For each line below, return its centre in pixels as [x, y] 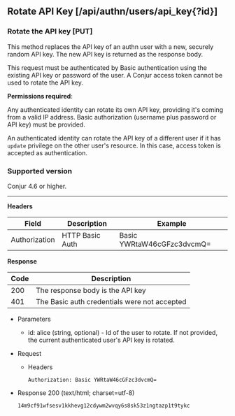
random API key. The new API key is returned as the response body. [105, 54]
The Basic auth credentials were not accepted [111, 301]
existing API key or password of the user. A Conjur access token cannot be [115, 75]
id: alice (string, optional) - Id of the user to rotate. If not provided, [123, 332]
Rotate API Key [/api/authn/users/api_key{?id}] [113, 12]
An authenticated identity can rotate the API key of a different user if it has [114, 138]
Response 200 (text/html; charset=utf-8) [76, 393]
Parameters [34, 319]
